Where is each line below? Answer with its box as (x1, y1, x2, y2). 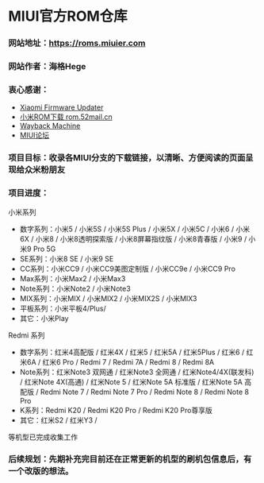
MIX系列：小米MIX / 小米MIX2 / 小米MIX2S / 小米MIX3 (19, 293, 197, 303)
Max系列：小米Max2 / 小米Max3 (19, 273, 126, 283)
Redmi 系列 (8, 330, 45, 340)
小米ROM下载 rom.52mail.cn (19, 112, 113, 122)
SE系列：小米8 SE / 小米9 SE (19, 253, 114, 263)
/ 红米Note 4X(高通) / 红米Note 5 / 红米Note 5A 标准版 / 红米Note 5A (19, 377, 243, 386)
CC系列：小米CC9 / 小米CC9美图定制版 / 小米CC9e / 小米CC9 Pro (19, 264, 236, 273)
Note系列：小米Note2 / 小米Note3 (19, 284, 131, 293)
